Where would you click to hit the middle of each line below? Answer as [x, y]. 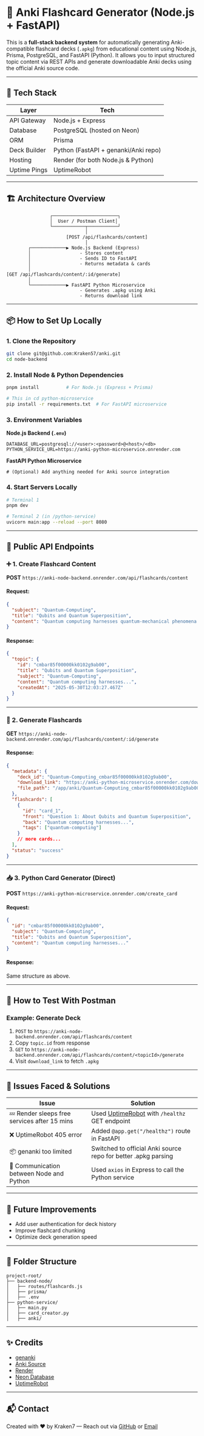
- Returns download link [111, 296]
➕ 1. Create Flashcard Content [51, 564]
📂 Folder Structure [42, 1262]
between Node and [37, 1174]
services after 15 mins [42, 1121]
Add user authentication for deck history [66, 1224]
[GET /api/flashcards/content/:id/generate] [63, 274]
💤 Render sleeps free [40, 1113]
